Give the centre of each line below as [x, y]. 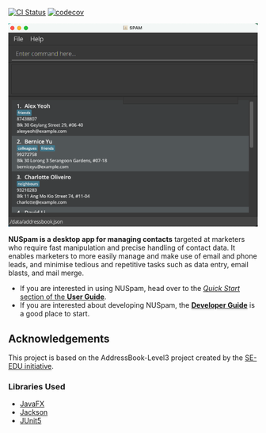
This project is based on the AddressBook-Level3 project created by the [126, 358]
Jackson [34, 412]
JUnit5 [30, 421]
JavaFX [32, 404]
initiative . [39, 366]
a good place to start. [55, 314]
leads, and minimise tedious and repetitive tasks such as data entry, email [129, 265]
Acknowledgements [59, 338]
